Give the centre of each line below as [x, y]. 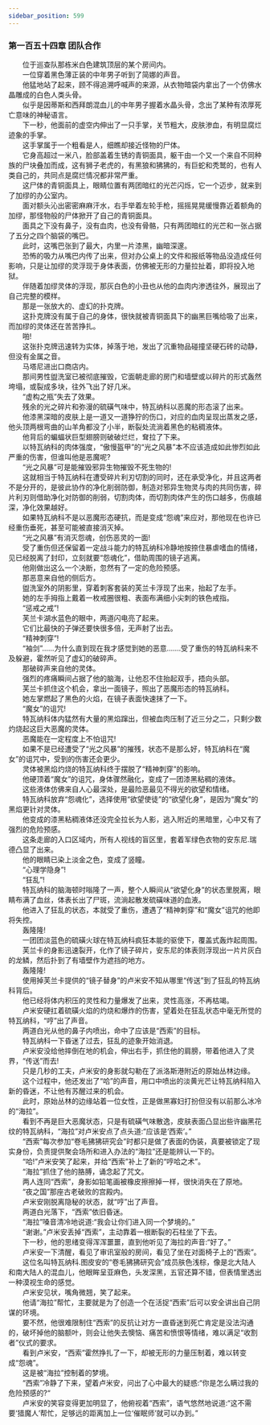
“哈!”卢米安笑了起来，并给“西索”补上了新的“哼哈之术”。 [114, 1161]
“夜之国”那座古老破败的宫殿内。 [75, 1192]
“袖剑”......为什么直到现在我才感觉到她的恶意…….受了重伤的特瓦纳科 [133, 648]
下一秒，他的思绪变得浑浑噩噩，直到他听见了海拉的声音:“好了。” [127, 1241]
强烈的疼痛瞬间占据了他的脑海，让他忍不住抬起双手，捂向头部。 [128, 678]
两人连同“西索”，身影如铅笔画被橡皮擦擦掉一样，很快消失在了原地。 [135, 1181]
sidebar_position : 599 [46, 16]
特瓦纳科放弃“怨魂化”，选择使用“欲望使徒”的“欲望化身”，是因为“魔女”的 [140, 799]
